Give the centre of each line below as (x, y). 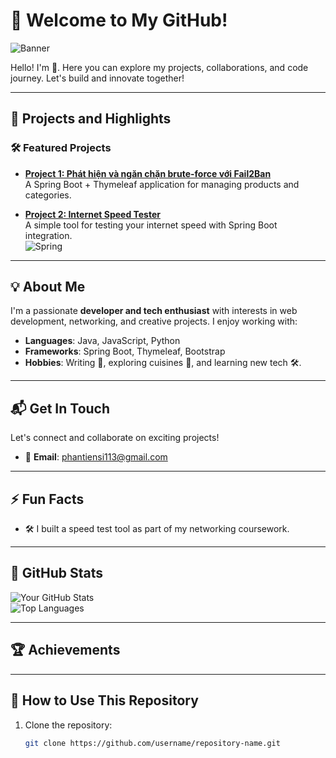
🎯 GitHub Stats (56, 573)
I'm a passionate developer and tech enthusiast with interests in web (154, 311)
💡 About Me (48, 287)
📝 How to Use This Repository (104, 700)
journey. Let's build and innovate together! (97, 78)
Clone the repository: (68, 725)
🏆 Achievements (65, 650)
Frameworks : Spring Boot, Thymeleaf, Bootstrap (125, 351)
